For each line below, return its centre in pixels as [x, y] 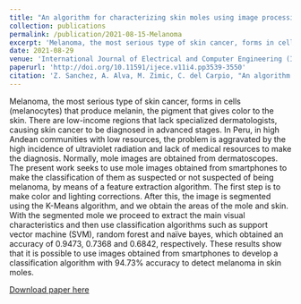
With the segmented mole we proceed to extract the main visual [127, 215]
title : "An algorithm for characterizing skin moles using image [133, 17]
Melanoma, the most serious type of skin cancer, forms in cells [125, 101]
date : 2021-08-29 [42, 51]
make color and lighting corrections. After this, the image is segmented [140, 196]
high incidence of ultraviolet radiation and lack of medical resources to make [150, 148]
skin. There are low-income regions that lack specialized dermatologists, [143, 120]
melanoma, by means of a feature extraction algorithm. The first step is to [145, 186]
